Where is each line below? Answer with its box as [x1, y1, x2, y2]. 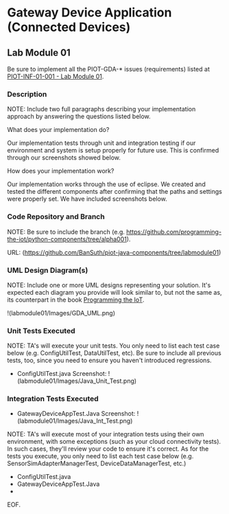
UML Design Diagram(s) [7, 265, 88, 275]
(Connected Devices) [7, 19, 131, 35]
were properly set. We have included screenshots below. [7, 194, 168, 203]
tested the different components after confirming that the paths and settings [7, 188, 223, 196]
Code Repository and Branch [7, 212, 105, 221]
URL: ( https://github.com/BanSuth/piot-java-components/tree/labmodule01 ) [7, 248, 221, 256]
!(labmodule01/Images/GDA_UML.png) [7, 309, 115, 317]
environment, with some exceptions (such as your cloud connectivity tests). [7, 438, 221, 446]
